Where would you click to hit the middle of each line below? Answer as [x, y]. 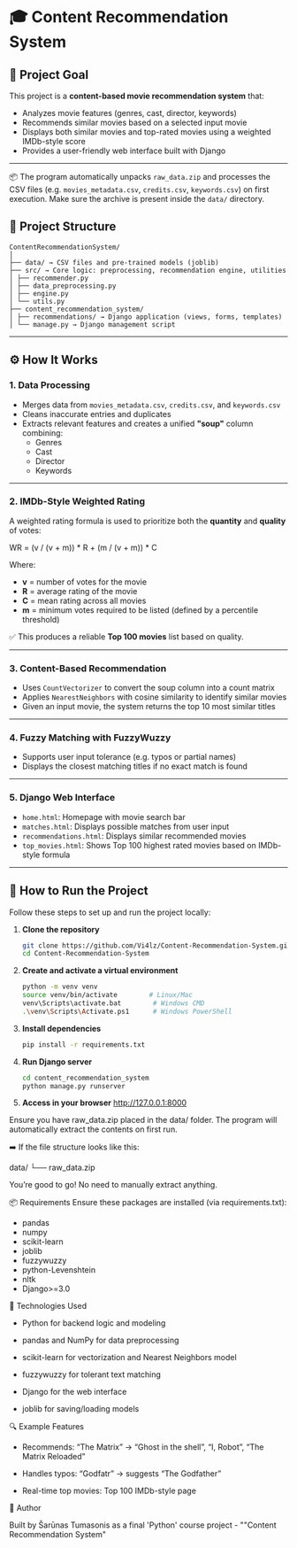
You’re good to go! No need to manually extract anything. [114, 1185]
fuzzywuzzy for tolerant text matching [91, 1374]
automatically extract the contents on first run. [94, 1129]
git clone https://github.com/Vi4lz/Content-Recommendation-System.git [156, 945]
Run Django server [57, 1061]
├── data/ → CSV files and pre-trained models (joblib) [114, 262]
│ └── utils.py [37, 301]
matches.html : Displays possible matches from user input [126, 826]
